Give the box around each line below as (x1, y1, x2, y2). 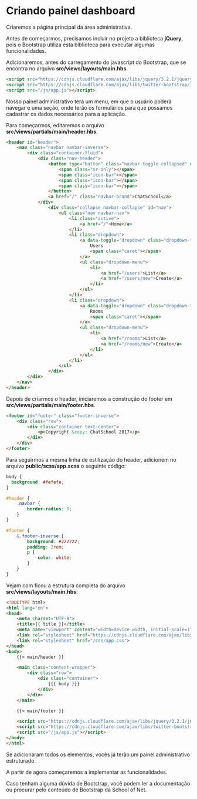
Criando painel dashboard (6, 4, 135, 18)
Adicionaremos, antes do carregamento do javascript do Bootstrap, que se (6, 59, 186, 66)
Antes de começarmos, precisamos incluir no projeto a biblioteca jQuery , (6, 35, 184, 42)
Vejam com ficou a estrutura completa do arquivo (6, 582, 126, 589)
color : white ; (37, 555, 72, 561)
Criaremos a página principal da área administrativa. (6, 23, 133, 31)
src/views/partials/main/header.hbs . (6, 128, 98, 135)
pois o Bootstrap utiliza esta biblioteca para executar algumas (6, 41, 155, 48)
